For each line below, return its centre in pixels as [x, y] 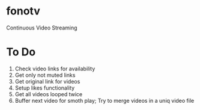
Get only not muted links [45, 75]
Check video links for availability [55, 69]
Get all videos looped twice [49, 94]
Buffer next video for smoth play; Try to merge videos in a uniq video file [105, 100]
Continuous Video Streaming [42, 28]
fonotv [23, 11]
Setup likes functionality [45, 88]
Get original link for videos [47, 81]
